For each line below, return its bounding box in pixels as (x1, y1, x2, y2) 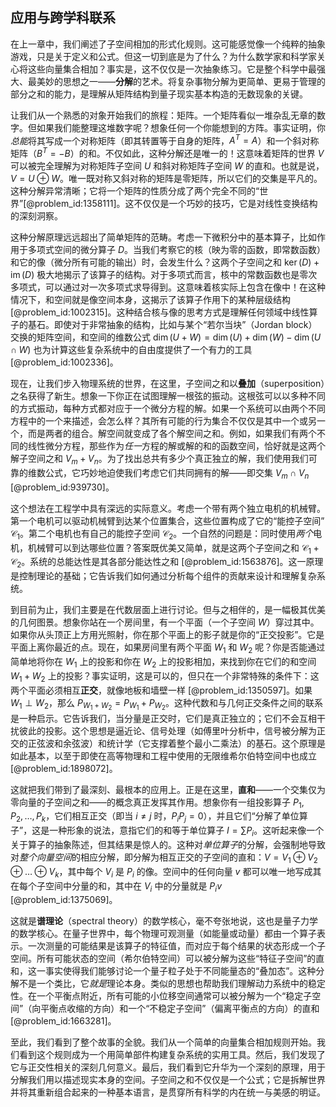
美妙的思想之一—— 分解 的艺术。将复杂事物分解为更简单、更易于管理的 (36, 75, 326, 87)
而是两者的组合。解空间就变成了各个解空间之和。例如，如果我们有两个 (27, 428, 317, 440)
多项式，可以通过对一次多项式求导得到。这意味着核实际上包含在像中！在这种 (10, 281, 326, 293)
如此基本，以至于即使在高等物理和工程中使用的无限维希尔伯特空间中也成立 (10, 749, 317, 762)
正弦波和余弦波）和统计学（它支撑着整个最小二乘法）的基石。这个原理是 (27, 737, 326, 749)
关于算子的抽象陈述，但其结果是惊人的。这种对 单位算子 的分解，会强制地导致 (10, 839, 326, 851)
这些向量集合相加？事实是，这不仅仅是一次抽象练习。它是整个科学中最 (27, 63, 317, 75)
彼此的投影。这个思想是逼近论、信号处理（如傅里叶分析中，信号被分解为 (18, 724, 317, 737)
